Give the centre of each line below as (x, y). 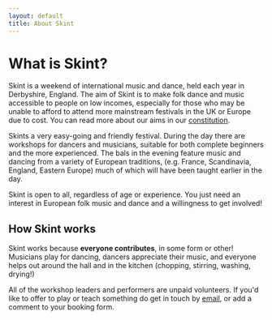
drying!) (22, 274)
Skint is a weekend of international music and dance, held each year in (127, 86)
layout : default (36, 16)
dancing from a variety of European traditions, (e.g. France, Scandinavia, (130, 162)
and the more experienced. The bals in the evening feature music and (125, 153)
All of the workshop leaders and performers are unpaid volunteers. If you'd (134, 290)
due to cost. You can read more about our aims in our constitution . (119, 120)
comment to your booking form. (62, 307)
